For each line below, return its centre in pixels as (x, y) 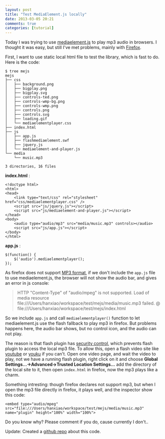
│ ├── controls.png (27, 110)
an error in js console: (27, 283)
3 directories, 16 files (31, 167)
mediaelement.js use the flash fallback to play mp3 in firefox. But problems (81, 323)
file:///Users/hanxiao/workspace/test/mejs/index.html (71, 308)
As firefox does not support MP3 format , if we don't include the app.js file (80, 273)
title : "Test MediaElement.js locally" (46, 14)
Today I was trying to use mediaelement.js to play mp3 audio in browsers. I (81, 42)
